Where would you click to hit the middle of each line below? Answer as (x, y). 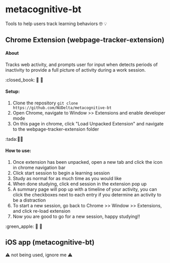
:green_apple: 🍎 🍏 (24, 226)
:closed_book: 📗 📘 (24, 80)
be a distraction (29, 200)
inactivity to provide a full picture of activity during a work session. (76, 70)
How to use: (18, 151)
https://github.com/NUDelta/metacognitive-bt (62, 108)
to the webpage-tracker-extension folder (56, 129)
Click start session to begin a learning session (61, 173)
